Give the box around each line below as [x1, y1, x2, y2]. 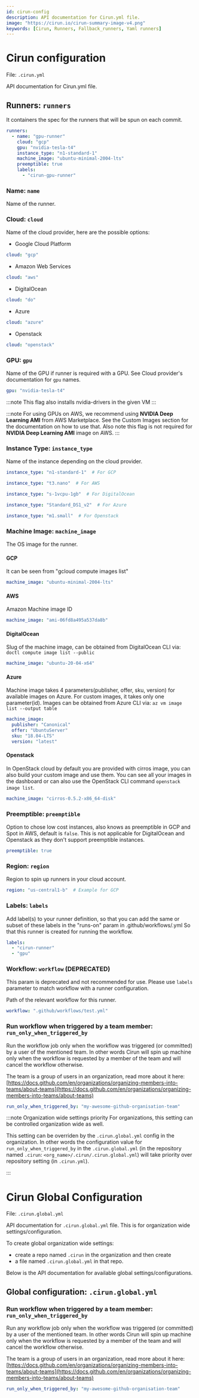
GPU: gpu [6, 356, 33, 364]
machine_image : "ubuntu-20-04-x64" [6, 661, 95, 667]
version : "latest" [11, 739, 58, 745]
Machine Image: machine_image [6, 527, 97, 535]
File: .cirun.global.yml [6, 1210, 64, 1217]
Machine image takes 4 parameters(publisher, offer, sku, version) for [6, 686, 175, 694]
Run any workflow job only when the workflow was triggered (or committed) [6, 1324, 194, 1332]
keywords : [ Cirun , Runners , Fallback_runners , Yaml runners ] [6, 25, 162, 32]
